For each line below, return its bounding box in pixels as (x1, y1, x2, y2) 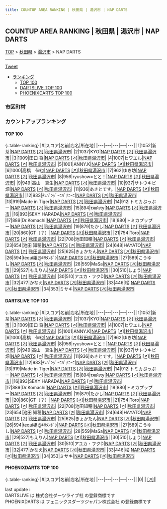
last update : (5, 486, 31, 492)
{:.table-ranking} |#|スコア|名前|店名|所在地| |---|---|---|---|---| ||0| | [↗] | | (5, 476, 157, 482)
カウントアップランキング (5, 118, 66, 125)
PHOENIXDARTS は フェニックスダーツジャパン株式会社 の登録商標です (5, 499, 152, 505)
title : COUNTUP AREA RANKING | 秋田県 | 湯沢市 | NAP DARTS (5, 7, 128, 12)
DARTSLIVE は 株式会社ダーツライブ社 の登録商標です (5, 492, 115, 498)
